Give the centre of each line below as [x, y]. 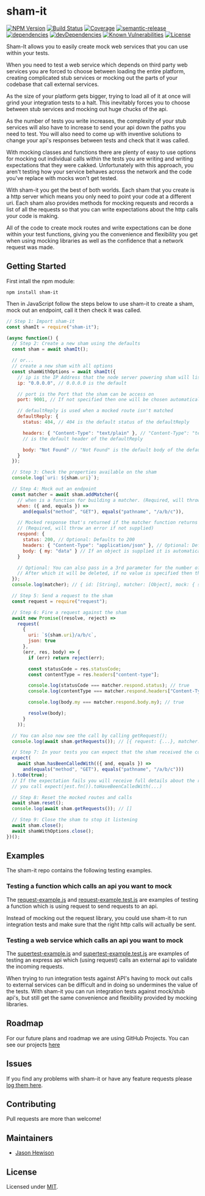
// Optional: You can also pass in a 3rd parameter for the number [105, 568]
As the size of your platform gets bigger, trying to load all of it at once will [99, 96]
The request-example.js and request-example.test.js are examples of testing [102, 899]
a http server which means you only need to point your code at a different [99, 196]
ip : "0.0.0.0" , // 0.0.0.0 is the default [72, 383]
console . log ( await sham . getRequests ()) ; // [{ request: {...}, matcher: [106, 741]
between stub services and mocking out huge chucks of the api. [87, 109]
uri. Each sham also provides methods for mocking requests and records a [100, 203]
